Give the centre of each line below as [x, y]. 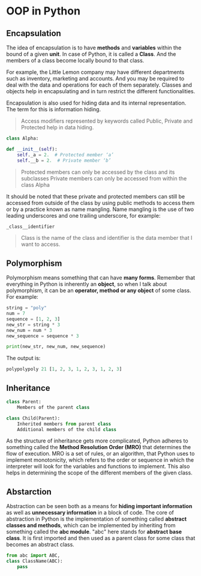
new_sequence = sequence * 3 [43, 336]
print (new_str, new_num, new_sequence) [56, 347]
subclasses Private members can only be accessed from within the [104, 178]
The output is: [23, 358]
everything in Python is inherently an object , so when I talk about [87, 284]
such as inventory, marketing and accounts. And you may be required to [95, 78]
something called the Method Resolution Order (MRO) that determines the [98, 447]
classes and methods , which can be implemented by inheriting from [91, 525]
